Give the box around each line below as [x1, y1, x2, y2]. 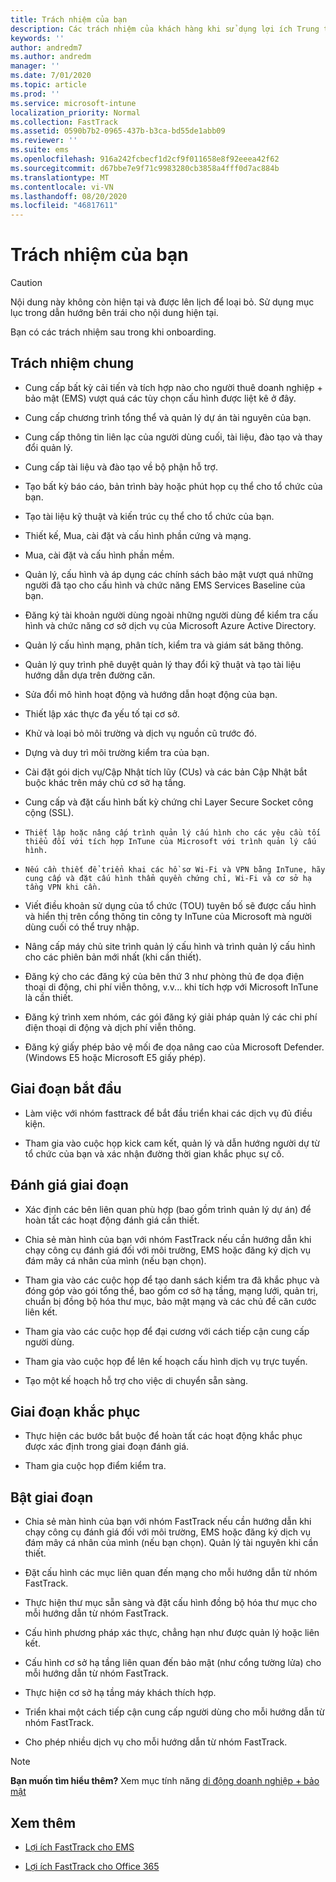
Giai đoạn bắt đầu [10, 1081, 122, 1098]
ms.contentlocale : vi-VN [10, 182, 114, 192]
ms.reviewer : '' [10, 136, 78, 146]
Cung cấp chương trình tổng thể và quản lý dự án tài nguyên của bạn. [24, 411, 312, 423]
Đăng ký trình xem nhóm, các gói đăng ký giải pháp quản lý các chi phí [24, 1011, 318, 1023]
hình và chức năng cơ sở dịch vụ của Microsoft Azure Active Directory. [24, 619, 317, 631]
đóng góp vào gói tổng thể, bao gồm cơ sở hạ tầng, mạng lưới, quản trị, [24, 1284, 318, 1296]
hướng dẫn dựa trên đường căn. [24, 669, 156, 681]
